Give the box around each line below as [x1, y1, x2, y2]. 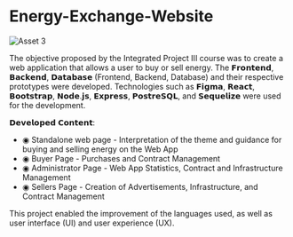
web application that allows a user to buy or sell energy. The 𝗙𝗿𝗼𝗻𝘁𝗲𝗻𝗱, [9, 62, 274, 73]
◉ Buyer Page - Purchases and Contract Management [21, 153, 220, 163]
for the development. [9, 99, 86, 110]
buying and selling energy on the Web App [21, 144, 179, 154]
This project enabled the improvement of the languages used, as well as [9, 208, 273, 218]
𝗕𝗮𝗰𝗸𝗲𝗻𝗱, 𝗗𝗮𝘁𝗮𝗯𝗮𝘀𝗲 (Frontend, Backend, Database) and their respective [9, 71, 284, 82]
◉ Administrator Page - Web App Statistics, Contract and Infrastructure [21, 162, 283, 173]
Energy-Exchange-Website [9, 6, 214, 27]
